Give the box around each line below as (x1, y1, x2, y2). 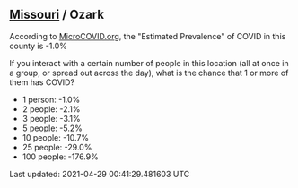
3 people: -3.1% (22, 113, 81, 124)
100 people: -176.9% (22, 151, 99, 162)
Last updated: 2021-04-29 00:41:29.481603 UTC (9, 168, 190, 179)
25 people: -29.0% (22, 141, 92, 152)
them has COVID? (9, 76, 74, 88)
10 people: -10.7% (22, 132, 90, 142)
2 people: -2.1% (22, 103, 81, 115)
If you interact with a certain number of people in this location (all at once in (9, 57, 289, 68)
